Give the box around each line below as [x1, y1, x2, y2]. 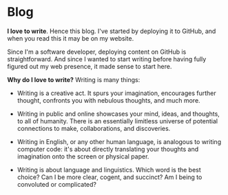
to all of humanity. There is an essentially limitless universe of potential [17, 116, 218, 125]
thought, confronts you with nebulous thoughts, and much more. [17, 96, 201, 104]
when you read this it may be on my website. [7, 34, 134, 42]
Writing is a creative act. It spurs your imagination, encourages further [17, 89, 217, 97]
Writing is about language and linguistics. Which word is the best [17, 165, 201, 174]
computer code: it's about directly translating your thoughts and [17, 145, 199, 153]
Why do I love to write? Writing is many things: [7, 75, 141, 83]
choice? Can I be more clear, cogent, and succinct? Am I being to [17, 173, 203, 181]
